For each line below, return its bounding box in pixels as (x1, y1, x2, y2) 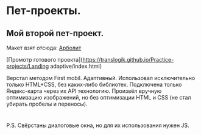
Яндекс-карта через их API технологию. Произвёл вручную (6, 87, 162, 95)
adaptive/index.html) (50, 62, 102, 70)
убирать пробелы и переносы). (6, 100, 88, 108)
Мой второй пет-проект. (6, 28, 104, 38)
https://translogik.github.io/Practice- (82, 56, 174, 63)
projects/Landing (6, 62, 49, 70)
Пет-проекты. (6, 4, 81, 18)
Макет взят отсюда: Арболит (6, 44, 82, 51)
